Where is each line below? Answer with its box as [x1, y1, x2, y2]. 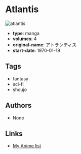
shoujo [12, 86, 27, 93]
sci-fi [12, 81, 24, 87]
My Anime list [12, 143, 42, 149]
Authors [5, 101, 32, 110]
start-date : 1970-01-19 [12, 47, 61, 53]
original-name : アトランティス [12, 42, 77, 48]
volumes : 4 [12, 36, 37, 42]
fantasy [12, 75, 29, 82]
